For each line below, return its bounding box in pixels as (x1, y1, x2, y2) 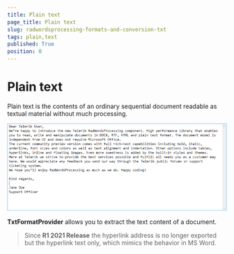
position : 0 (7, 48, 42, 55)
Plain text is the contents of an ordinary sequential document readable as (7, 102, 217, 110)
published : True (7, 40, 54, 48)
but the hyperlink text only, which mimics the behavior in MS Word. (24, 238, 217, 247)
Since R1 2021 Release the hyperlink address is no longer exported (24, 231, 217, 239)
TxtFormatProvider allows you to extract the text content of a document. (7, 217, 217, 226)
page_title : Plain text (7, 18, 77, 26)
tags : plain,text (7, 33, 58, 40)
